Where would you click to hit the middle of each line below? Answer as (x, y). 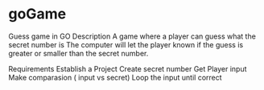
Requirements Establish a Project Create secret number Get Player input (128, 68)
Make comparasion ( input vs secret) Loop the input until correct (115, 77)
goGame (37, 14)
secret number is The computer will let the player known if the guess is (126, 44)
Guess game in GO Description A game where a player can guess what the (132, 36)
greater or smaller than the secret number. (78, 53)
